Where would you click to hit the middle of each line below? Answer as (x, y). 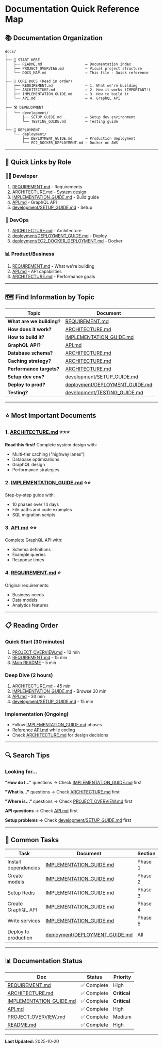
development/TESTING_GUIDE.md (104, 393)
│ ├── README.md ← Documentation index (68, 64)
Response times (28, 560)
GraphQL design (28, 464)
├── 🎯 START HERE (23, 60)
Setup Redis (21, 893)
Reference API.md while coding (43, 730)
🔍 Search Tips (27, 755)
